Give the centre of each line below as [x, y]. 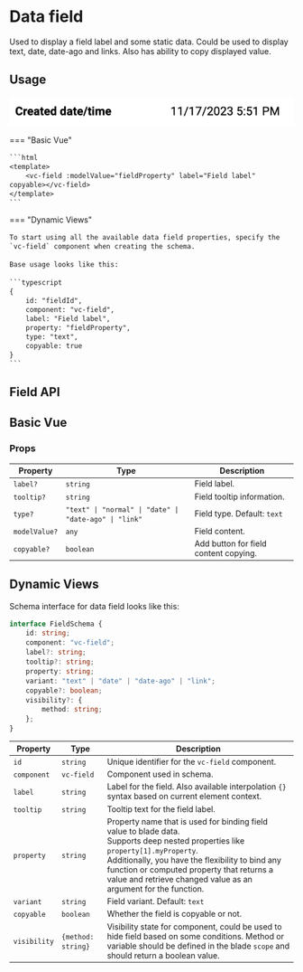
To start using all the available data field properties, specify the [145, 238]
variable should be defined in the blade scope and [198, 946]
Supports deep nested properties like [176, 840]
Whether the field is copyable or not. [174, 914]
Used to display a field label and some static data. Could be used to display [149, 42]
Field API [35, 392]
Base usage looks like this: [64, 265]
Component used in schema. [160, 774]
